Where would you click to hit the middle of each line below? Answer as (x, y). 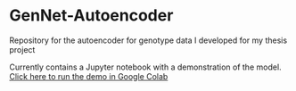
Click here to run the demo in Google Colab (89, 76)
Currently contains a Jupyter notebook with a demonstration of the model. (146, 67)
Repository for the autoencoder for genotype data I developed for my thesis (148, 40)
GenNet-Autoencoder (91, 16)
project (22, 49)
